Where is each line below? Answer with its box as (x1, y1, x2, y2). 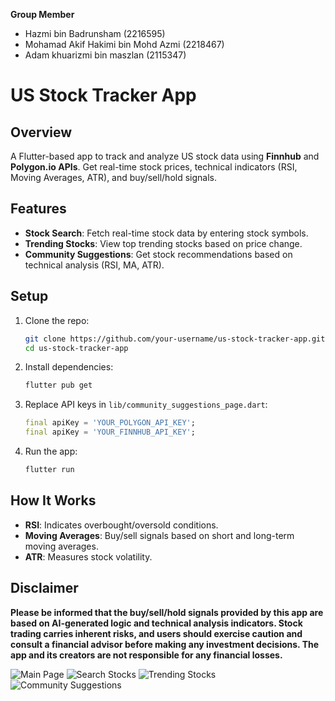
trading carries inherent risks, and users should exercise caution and (10, 627, 303, 639)
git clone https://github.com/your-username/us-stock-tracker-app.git (24, 334, 326, 344)
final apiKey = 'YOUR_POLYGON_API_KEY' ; (24, 418, 196, 428)
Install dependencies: (24, 361, 114, 373)
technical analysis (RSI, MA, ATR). (24, 259, 165, 271)
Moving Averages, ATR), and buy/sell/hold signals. (10, 172, 217, 183)
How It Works (10, 492, 97, 509)
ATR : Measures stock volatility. (24, 550, 153, 563)
